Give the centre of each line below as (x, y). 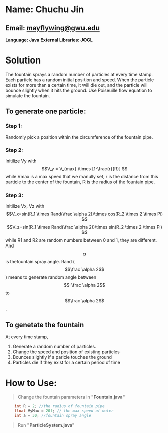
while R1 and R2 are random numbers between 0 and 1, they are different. (81, 240)
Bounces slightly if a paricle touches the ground (62, 357)
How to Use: (31, 383)
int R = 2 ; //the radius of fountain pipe (59, 406)
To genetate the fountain (45, 324)
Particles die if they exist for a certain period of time (66, 363)
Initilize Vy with (21, 161)
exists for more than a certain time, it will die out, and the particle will (76, 85)
